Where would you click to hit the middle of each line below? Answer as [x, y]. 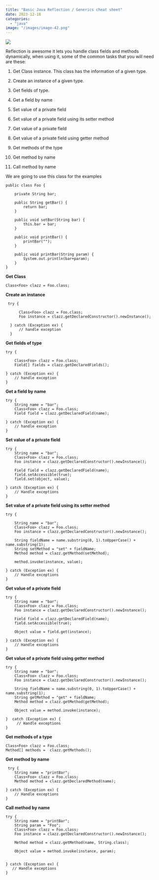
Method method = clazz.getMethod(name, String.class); [72, 843]
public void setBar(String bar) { [50, 220]
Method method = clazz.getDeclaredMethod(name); [65, 781]
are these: [16, 62]
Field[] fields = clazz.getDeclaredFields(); [62, 365]
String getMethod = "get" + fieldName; [55, 698]
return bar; [36, 207]
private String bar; [35, 194]
